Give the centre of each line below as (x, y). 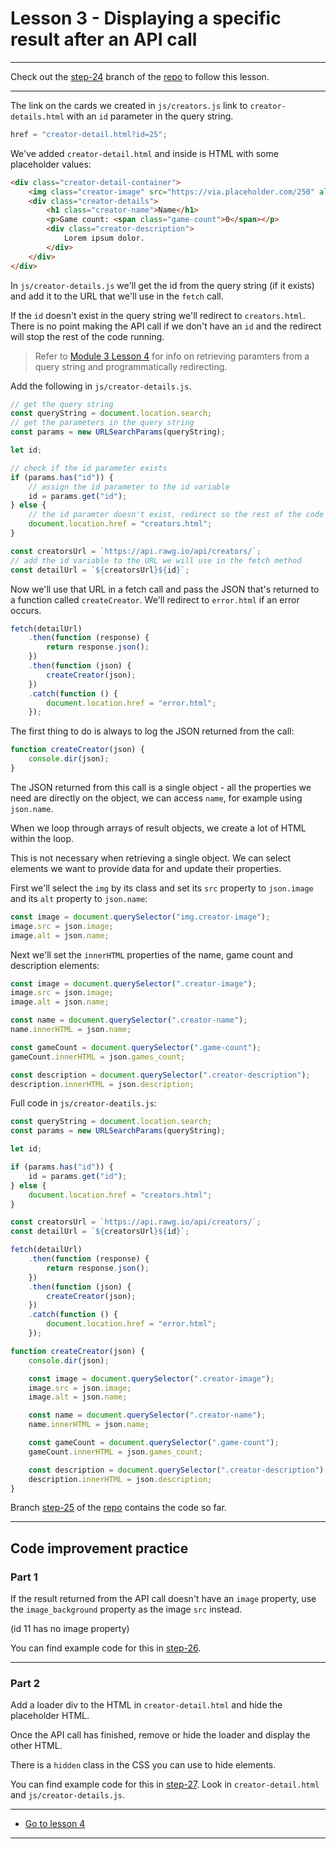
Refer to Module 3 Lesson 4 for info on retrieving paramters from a (172, 356)
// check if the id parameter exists (89, 468)
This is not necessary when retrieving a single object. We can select (151, 858)
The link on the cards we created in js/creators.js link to (129, 105)
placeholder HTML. (50, 1716)
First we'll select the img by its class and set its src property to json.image (162, 888)
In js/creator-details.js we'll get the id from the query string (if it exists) (162, 285)
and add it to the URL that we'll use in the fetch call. (117, 296)
